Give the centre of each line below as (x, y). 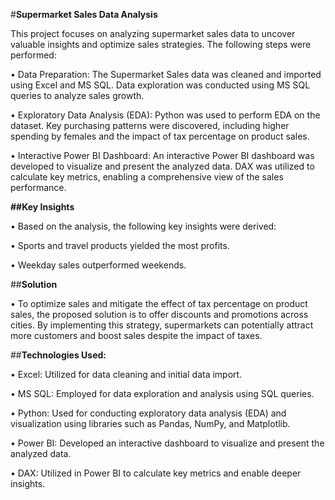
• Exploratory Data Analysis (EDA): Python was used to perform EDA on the (165, 115)
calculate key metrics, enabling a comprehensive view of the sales (147, 177)
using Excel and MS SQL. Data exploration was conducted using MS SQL (160, 85)
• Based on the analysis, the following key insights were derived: (143, 226)
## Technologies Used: (58, 355)
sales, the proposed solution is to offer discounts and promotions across (159, 314)
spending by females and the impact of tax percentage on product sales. (160, 136)
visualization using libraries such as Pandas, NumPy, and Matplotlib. (150, 423)
